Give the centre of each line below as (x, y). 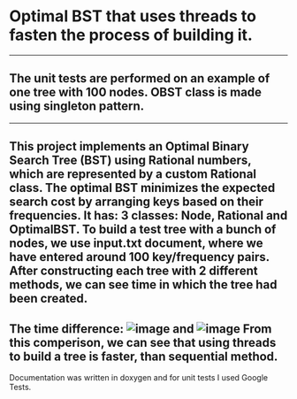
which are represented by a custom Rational (133, 174)
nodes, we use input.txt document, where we (136, 244)
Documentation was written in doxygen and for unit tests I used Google (138, 377)
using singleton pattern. (77, 107)
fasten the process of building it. (131, 35)
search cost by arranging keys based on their (136, 202)
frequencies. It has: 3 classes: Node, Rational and (148, 215)
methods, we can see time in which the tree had (143, 285)
